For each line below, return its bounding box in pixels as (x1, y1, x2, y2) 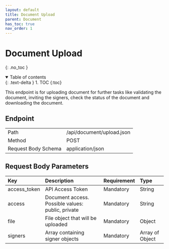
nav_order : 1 (5, 26, 33, 31)
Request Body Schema (8, 145, 62, 152)
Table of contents (10, 74, 46, 80)
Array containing (45, 229, 84, 236)
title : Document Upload (5, 12, 55, 17)
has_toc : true (5, 21, 35, 27)
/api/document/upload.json (66, 129, 131, 136)
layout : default (5, 7, 39, 13)
